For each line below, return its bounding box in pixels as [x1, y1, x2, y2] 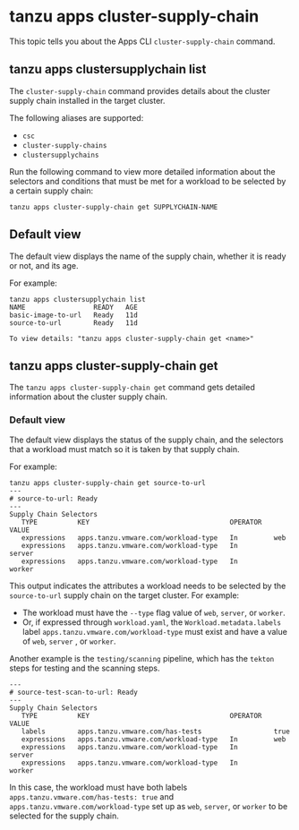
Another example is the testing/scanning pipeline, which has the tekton [9, 653, 275, 663]
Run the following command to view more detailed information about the [9, 166, 276, 176]
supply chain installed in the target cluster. [9, 95, 166, 106]
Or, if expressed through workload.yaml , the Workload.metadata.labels [21, 616, 282, 628]
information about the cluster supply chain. [9, 391, 168, 402]
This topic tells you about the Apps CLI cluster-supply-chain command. [9, 36, 276, 47]
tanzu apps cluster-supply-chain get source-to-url [9, 478, 206, 487]
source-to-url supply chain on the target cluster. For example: [9, 589, 240, 601]
